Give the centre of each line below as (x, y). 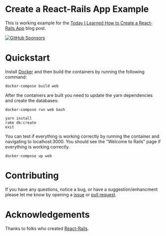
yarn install (19, 118)
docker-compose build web (32, 86)
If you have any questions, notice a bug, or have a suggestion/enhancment (82, 189)
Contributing (32, 176)
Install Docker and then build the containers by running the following (75, 72)
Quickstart (28, 58)
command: (16, 77)
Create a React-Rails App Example (77, 9)
